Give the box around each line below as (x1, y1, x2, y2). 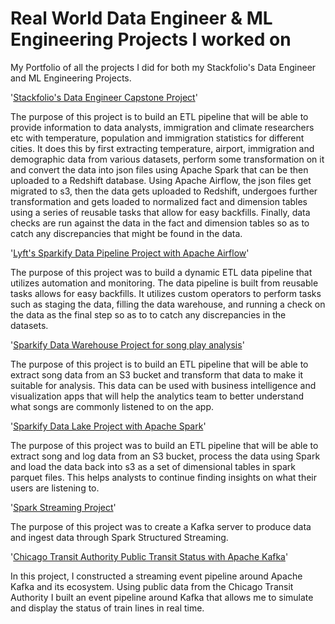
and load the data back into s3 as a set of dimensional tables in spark (10, 460, 296, 472)
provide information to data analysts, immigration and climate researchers (10, 121, 315, 133)
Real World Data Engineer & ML (10, 7, 273, 30)
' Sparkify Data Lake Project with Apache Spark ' (10, 420, 207, 432)
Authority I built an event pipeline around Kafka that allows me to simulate (10, 591, 314, 603)
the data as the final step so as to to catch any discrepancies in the (10, 308, 287, 321)
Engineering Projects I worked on (10, 28, 292, 51)
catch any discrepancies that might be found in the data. (10, 227, 243, 239)
